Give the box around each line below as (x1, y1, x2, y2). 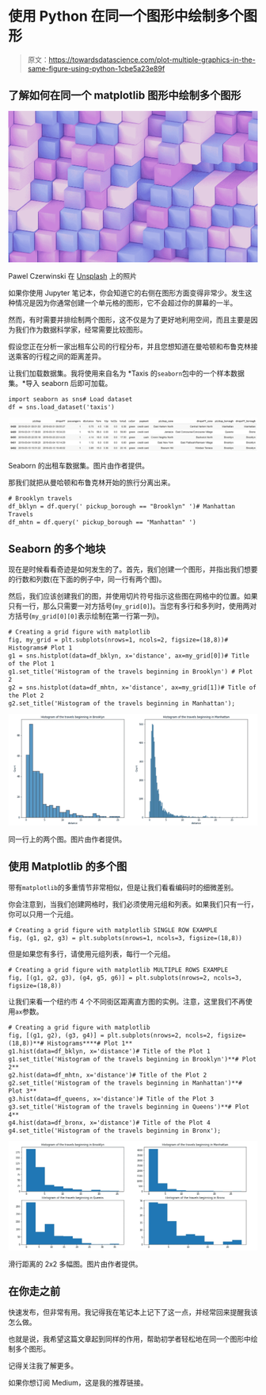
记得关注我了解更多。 (8, 1361, 78, 1370)
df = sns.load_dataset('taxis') (8, 403, 115, 411)
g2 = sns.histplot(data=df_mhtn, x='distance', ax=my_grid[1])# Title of (8, 684, 257, 692)
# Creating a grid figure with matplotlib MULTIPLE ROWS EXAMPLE (8, 965, 228, 973)
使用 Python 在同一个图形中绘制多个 (8, 7, 244, 25)
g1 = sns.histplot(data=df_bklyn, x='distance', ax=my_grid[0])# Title (8, 652, 249, 660)
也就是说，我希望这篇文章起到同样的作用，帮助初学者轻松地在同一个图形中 (8, 1334, 251, 1343)
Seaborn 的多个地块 (8, 541, 106, 556)
